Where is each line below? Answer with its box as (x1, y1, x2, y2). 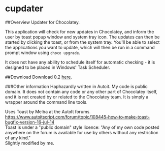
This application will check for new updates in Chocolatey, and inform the (5, 29, 154, 34)
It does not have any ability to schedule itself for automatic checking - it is (5, 59, 155, 65)
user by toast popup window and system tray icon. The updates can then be (5, 34, 160, 40)
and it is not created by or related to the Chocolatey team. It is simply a (5, 94, 149, 100)
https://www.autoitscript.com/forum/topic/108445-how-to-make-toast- (5, 114, 150, 120)
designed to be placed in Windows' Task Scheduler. (5, 64, 110, 70)
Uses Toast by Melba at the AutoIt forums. (5, 109, 91, 115)
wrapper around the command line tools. (5, 99, 88, 105)
